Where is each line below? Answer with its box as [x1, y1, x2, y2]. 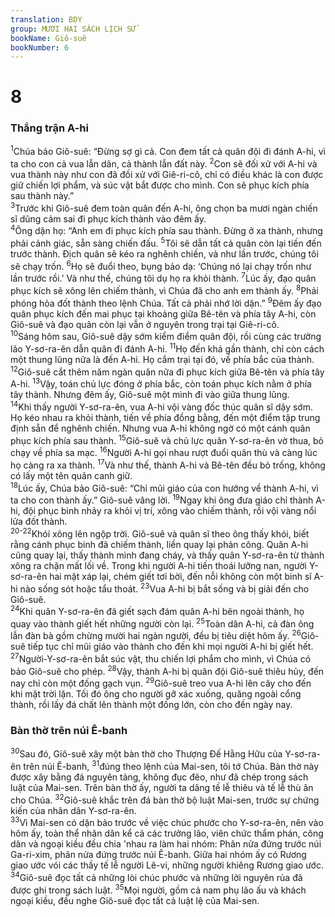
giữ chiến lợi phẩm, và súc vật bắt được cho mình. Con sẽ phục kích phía [10, 179, 310, 191]
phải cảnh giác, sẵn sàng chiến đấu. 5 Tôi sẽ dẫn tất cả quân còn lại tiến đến [10, 236, 322, 250]
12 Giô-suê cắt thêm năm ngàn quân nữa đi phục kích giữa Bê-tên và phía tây [10, 364, 325, 378]
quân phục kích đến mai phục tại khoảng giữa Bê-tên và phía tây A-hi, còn [10, 307, 317, 320]
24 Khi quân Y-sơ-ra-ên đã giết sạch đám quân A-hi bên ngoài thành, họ [10, 604, 305, 618]
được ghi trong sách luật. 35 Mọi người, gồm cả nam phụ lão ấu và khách [10, 882, 307, 896]
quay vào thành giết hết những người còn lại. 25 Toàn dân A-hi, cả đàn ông [10, 616, 315, 630]
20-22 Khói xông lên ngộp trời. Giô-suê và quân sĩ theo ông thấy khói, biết [10, 526, 310, 540]
